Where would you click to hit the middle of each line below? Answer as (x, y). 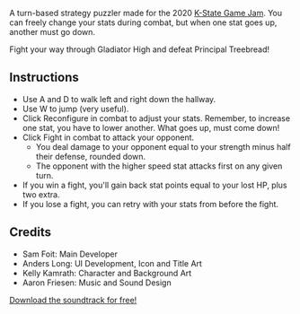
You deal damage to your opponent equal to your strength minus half (163, 146)
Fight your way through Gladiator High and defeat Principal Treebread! (140, 49)
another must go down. (53, 32)
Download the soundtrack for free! (73, 300)
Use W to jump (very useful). (75, 109)
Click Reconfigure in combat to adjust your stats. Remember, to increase (156, 118)
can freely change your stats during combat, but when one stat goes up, (143, 22)
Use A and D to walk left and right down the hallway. (119, 99)
